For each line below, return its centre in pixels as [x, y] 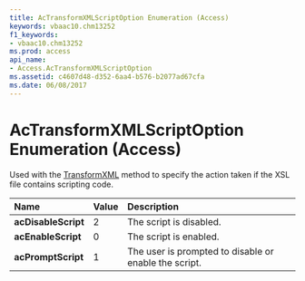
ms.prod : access [40, 52]
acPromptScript [49, 257]
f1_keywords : [34, 34]
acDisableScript [49, 221]
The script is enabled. [173, 237]
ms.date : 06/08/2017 [49, 85]
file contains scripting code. [61, 184]
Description [153, 207]
